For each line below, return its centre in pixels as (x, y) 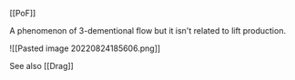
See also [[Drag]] (42, 66)
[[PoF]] (23, 13)
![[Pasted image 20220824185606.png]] (85, 48)
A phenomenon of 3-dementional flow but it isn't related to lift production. (148, 30)
